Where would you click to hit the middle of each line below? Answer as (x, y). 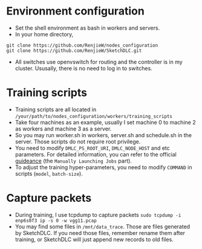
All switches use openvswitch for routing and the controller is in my (99, 62)
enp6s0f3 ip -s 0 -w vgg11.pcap (56, 221)
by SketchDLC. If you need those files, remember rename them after (100, 233)
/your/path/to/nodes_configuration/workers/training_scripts (94, 116)
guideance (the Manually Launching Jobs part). (73, 161)
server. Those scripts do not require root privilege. (78, 141)
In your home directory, (44, 34)
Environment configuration (76, 11)
